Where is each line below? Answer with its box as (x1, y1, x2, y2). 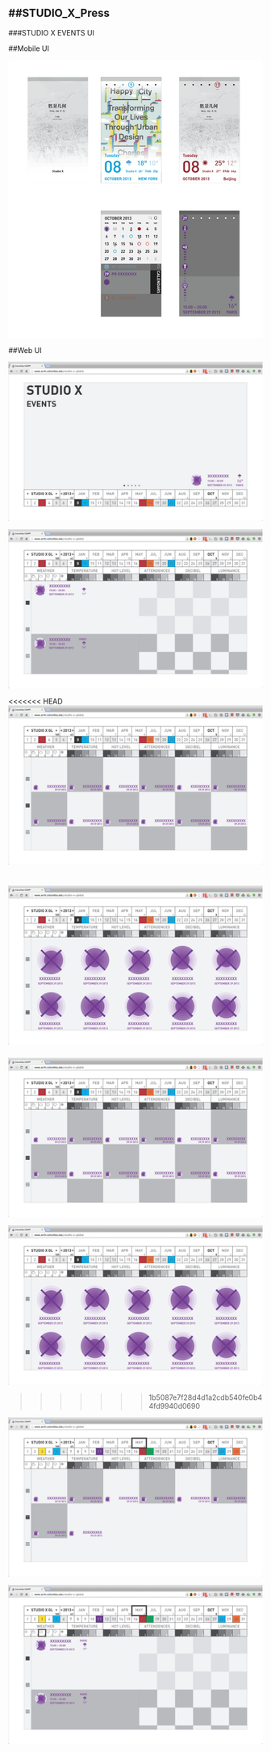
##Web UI (8, 346, 42, 355)
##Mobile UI (8, 44, 50, 53)
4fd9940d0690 (148, 1401, 200, 1410)
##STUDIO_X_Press (8, 6, 110, 20)
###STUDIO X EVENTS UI (8, 27, 95, 37)
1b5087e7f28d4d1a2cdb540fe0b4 (148, 1393, 263, 1402)
